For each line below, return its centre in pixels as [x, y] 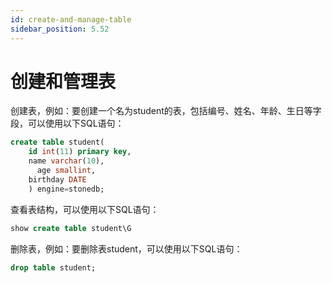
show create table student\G [71, 228]
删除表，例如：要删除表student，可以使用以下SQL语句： [126, 248]
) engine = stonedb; [66, 189]
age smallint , [66, 171]
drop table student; [53, 267]
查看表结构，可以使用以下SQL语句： [85, 209]
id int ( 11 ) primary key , [80, 152]
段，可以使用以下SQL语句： [67, 123]
